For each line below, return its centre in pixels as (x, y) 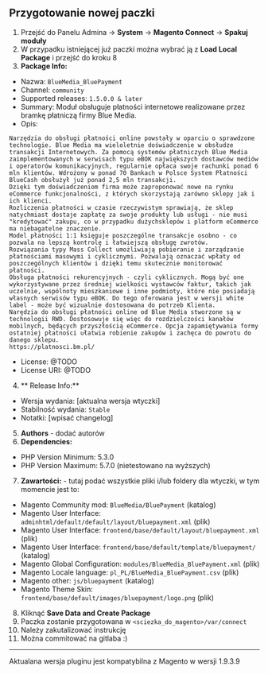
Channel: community (52, 90)
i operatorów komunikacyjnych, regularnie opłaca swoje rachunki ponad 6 (134, 166)
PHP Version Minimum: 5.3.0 (67, 457)
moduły (33, 41)
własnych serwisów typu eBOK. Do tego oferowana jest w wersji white (127, 298)
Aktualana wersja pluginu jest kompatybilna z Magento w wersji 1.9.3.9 (125, 661)
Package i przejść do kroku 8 (69, 57)
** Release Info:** (50, 385)
